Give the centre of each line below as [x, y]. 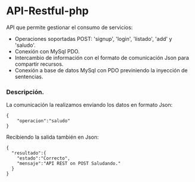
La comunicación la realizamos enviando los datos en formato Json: [89, 105]
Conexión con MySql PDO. [47, 51]
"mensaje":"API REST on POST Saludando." [69, 164]
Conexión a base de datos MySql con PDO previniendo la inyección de [101, 70]
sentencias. [29, 76]
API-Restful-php [48, 11]
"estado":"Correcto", [43, 158]
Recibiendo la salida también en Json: [53, 137]
